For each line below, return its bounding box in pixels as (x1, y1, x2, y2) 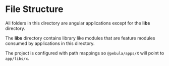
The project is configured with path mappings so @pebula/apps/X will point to (5, 50, 164, 56)
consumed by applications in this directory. (5, 40, 95, 46)
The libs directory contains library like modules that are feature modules (5, 35, 155, 41)
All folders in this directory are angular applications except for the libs (5, 20, 150, 26)
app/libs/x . (5, 55, 29, 61)
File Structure (5, 3, 64, 15)
